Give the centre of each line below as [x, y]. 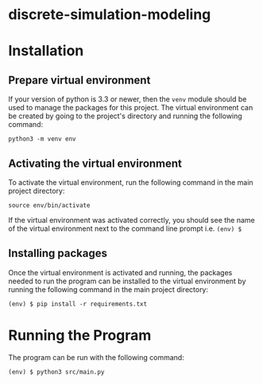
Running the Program [80, 336]
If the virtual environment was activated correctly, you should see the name [132, 220]
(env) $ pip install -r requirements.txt [78, 304]
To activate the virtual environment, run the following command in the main [131, 182]
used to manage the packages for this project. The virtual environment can [131, 108]
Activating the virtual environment [95, 163]
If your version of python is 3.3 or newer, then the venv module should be [128, 99]
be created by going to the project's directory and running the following [125, 116]
